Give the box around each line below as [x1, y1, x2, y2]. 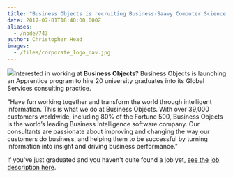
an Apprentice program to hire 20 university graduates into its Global [7, 76, 204, 84]
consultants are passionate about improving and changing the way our [7, 127, 210, 135]
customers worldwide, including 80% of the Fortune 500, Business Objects [7, 112, 223, 121]
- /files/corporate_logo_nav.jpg [13, 50, 111, 57]
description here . [7, 163, 57, 171]
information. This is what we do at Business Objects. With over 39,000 [7, 105, 209, 113]
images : [7, 43, 30, 50]
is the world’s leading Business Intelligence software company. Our [7, 119, 200, 128]
